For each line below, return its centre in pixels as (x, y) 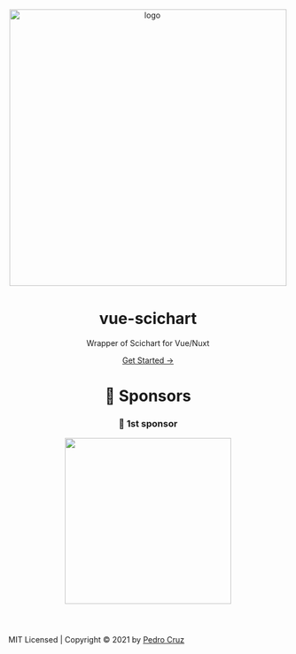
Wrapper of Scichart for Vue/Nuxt (148, 342)
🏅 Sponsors (148, 396)
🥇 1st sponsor (148, 423)
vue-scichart (148, 319)
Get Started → (148, 360)
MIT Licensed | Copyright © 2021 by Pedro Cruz (97, 640)
